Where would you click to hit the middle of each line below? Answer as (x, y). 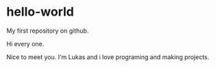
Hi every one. (25, 44)
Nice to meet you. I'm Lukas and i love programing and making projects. (108, 57)
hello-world (40, 12)
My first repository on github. (48, 31)
